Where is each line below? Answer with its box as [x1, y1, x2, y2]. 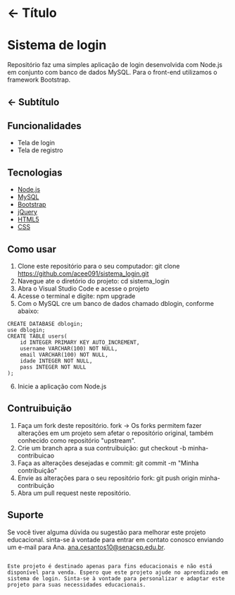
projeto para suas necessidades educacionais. [7, 581, 146, 588]
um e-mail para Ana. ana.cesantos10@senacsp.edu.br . [7, 543, 166, 551]
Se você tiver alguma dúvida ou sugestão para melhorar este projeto [7, 527, 206, 536]
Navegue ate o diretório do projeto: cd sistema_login [17, 276, 170, 285]
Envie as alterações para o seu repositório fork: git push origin [17, 474, 198, 482]
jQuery [17, 208, 37, 216]
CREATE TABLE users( [7, 333, 68, 340]
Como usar [7, 243, 57, 255]
